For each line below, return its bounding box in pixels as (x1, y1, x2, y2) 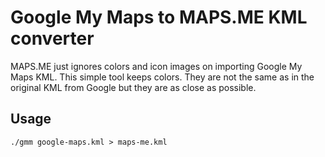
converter (10, 27, 95, 50)
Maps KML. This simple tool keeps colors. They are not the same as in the (10, 71, 315, 83)
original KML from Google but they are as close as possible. (10, 81, 257, 93)
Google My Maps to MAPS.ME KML (10, 6, 308, 29)
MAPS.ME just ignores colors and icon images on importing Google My (10, 60, 303, 72)
